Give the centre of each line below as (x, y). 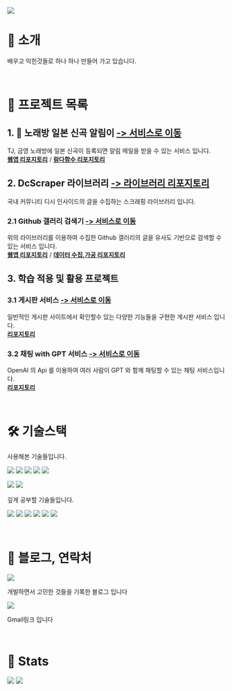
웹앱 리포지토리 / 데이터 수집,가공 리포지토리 (66, 255)
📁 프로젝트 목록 (48, 105)
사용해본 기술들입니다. (37, 456)
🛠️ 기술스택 (37, 432)
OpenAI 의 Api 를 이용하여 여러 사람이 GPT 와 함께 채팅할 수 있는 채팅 (101, 370)
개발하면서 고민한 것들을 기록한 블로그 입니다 (68, 591)
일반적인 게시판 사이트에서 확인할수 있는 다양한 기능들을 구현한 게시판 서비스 (110, 316)
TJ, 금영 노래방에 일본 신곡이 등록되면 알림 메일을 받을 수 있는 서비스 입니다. (109, 151)
